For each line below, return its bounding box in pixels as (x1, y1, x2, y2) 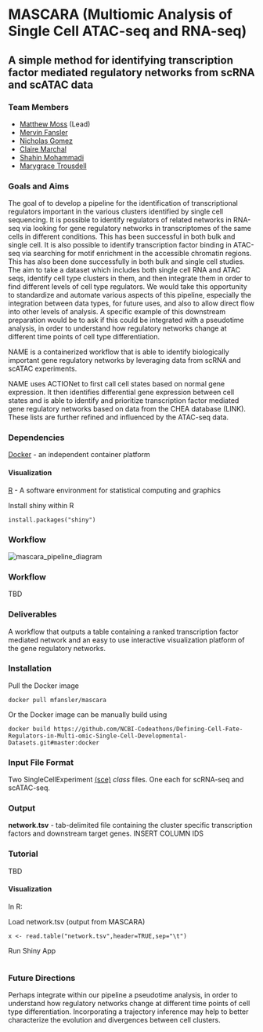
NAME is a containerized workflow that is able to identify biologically (8, 347, 229, 357)
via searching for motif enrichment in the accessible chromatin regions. (22, 249, 252, 258)
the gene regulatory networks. (8, 643, 106, 653)
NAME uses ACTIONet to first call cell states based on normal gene (8, 379, 225, 389)
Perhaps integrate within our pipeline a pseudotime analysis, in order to (8, 990, 238, 1000)
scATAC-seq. (8, 783, 51, 792)
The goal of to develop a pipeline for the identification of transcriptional (8, 199, 239, 208)
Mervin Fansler (19, 127, 68, 137)
